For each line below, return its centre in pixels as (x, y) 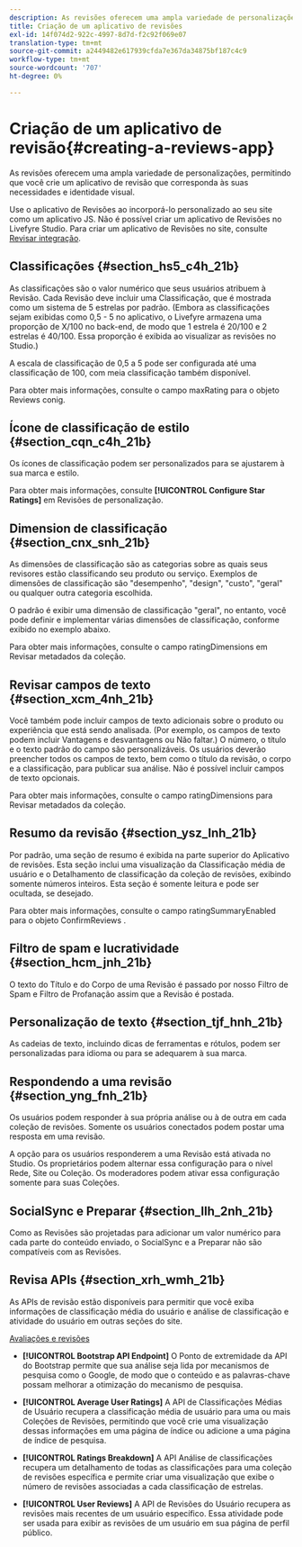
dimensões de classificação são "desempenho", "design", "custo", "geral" (146, 584)
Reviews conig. (37, 399)
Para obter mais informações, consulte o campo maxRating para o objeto (145, 390)
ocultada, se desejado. (52, 893)
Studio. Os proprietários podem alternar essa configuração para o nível (141, 1163)
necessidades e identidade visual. (72, 192)
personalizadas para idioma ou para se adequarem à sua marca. (128, 1054)
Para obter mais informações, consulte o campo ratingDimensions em (138, 647)
